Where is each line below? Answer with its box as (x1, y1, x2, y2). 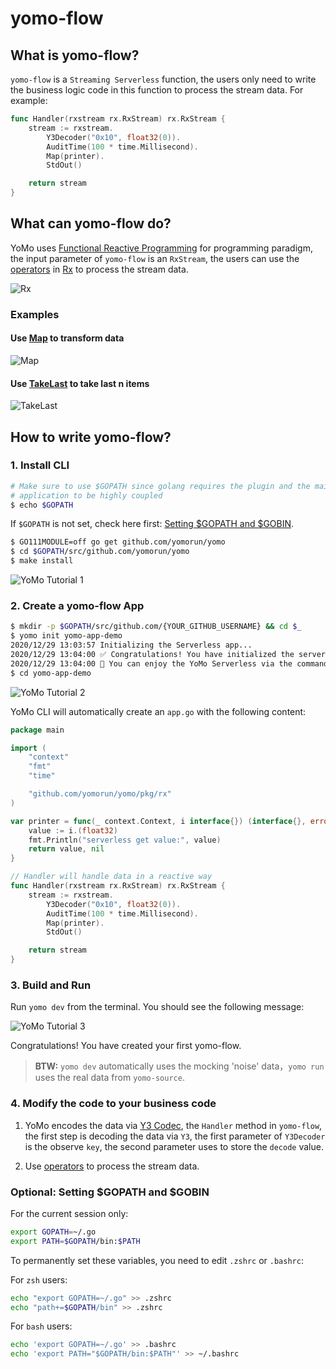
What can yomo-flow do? (10, 215, 172, 232)
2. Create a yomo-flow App (10, 599, 145, 612)
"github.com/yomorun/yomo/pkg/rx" (28, 789, 172, 799)
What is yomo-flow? (10, 47, 140, 64)
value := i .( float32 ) (28, 825, 118, 836)
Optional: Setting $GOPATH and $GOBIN (10, 1185, 210, 1199)
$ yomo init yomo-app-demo (10, 631, 123, 641)
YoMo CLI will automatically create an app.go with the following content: (10, 705, 307, 717)
